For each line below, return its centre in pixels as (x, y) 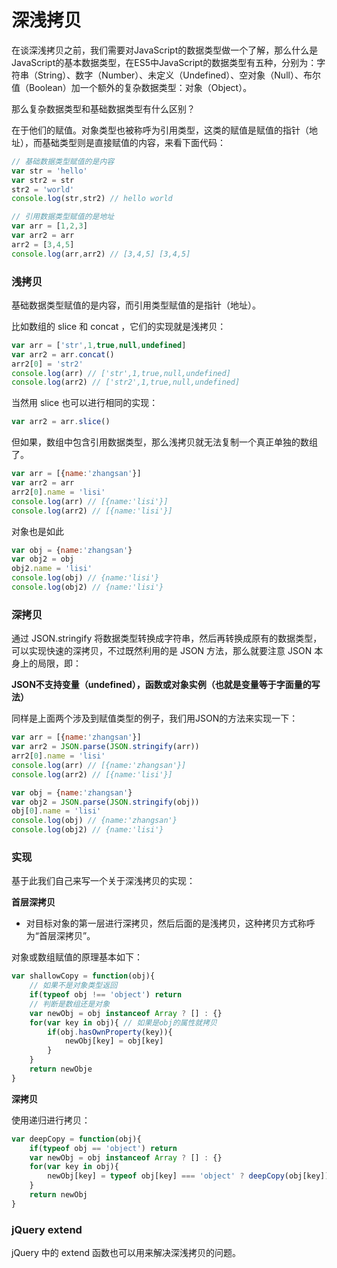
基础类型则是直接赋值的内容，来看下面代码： (133, 142)
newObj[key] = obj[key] (114, 1041)
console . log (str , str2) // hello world (92, 199)
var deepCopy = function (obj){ (76, 1139)
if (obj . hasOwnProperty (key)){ (110, 1032)
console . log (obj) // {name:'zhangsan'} (94, 821)
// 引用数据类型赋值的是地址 (63, 217)
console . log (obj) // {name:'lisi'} (85, 578)
